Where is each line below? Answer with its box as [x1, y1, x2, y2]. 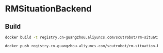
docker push [5, 43, 29, 48]
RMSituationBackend [5, 3, 92, 14]
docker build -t [5, 35, 38, 40]
